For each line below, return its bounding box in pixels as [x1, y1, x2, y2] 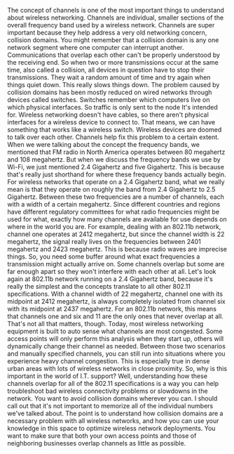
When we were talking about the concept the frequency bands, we [7, 141, 200, 148]
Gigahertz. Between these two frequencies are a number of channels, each [7, 193, 224, 201]
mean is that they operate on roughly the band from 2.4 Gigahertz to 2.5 [7, 186, 216, 193]
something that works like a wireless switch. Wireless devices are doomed [7, 126, 222, 134]
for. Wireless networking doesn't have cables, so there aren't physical [7, 110, 209, 119]
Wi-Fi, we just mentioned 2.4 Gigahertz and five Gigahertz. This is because [7, 163, 224, 171]
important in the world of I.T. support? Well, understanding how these [7, 372, 208, 380]
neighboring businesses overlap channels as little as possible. [7, 439, 186, 447]
